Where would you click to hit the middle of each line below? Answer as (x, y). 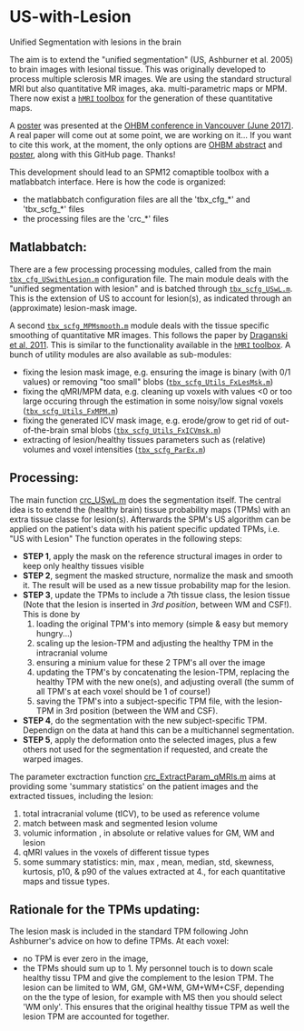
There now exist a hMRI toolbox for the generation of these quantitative (141, 98)
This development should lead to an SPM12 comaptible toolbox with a (139, 172)
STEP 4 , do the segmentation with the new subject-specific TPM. (145, 720)
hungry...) (54, 633)
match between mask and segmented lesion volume (120, 823)
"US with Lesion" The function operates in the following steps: (126, 538)
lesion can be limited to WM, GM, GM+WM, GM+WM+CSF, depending (153, 987)
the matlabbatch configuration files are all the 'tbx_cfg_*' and (137, 199)
